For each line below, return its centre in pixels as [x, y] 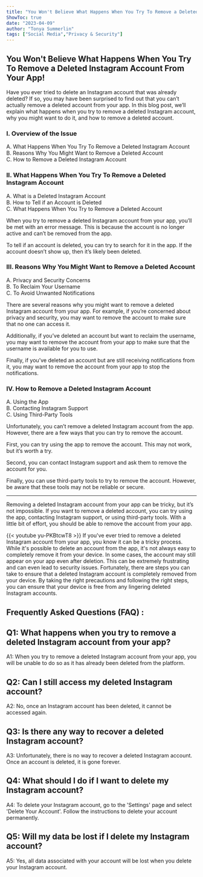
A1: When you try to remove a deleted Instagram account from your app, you [101, 657]
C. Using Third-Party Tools [40, 415]
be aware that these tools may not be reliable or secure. [76, 487]
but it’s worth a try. [30, 451]
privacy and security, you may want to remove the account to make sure [96, 317]
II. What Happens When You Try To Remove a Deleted [86, 175]
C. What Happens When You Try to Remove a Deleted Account [84, 208]
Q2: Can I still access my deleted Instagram [89, 682]
